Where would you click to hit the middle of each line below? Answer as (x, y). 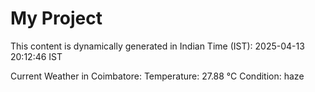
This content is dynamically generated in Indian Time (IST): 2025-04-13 (157, 46)
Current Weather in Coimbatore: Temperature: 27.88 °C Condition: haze (157, 76)
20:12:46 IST (36, 56)
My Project (56, 18)
